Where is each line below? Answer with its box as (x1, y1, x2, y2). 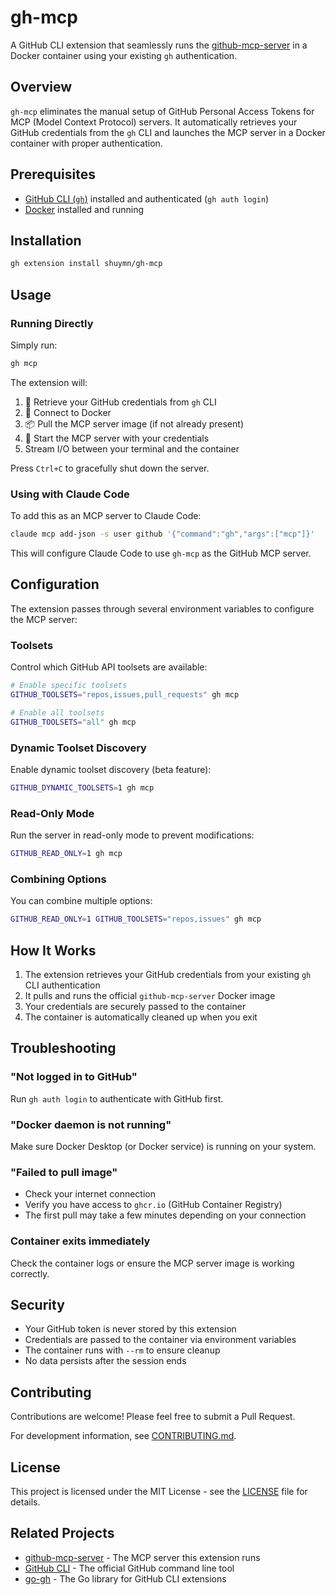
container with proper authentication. (10, 137, 163, 149)
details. (10, 1496, 41, 1508)
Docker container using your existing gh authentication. (10, 49, 238, 61)
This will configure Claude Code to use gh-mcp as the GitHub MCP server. (10, 547, 312, 559)
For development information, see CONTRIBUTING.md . (10, 1430, 237, 1442)
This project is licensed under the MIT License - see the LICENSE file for (10, 1485, 308, 1497)
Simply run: (10, 339, 58, 351)
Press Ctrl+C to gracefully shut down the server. (10, 462, 210, 474)
